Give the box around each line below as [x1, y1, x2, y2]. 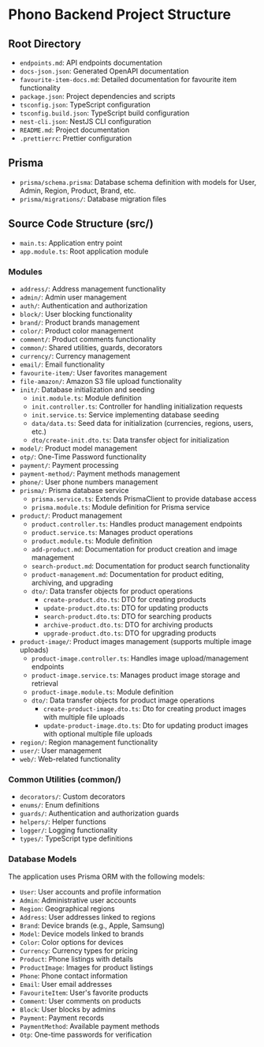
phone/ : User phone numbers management [19, 476, 158, 487]
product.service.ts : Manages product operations [31, 527, 193, 537]
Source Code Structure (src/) [8, 217, 154, 231]
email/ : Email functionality [19, 360, 105, 369]
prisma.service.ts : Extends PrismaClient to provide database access [31, 494, 257, 503]
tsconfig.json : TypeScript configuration [19, 100, 151, 109]
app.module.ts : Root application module [19, 247, 149, 256]
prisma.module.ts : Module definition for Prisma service [31, 502, 210, 511]
